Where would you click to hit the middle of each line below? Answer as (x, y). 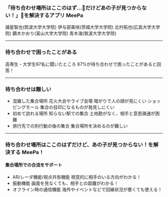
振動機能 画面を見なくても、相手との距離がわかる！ (65, 184)
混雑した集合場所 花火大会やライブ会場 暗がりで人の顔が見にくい (79, 101)
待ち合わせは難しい (28, 89)
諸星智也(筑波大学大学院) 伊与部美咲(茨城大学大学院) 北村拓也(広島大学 (78, 27)
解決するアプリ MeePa (56, 15)
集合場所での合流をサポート (34, 165)
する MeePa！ (27, 152)
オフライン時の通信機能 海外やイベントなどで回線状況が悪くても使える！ (87, 190)
